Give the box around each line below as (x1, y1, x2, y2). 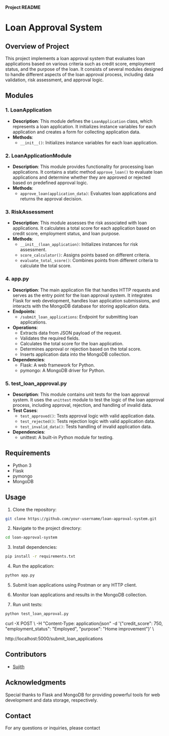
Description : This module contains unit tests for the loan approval (12, 391, 150, 397)
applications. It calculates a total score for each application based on (12, 225, 156, 231)
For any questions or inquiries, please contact (5, 725, 100, 731)
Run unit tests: (12, 602, 43, 607)
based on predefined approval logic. (12, 179, 88, 186)
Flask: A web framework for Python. (20, 362, 95, 368)
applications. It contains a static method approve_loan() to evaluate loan (12, 169, 163, 175)
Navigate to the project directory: (12, 525, 82, 532)
